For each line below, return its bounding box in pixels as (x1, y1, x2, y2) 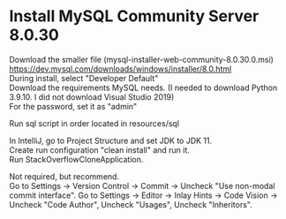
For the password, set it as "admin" (9, 101, 138, 111)
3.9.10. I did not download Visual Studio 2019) (9, 91, 175, 102)
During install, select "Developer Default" (9, 72, 159, 83)
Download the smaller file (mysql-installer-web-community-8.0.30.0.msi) (9, 54, 274, 64)
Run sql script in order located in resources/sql (9, 117, 179, 129)
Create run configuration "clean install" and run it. (9, 144, 190, 155)
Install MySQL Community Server (9, 6, 260, 26)
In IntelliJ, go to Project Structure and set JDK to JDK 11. (9, 135, 213, 146)
